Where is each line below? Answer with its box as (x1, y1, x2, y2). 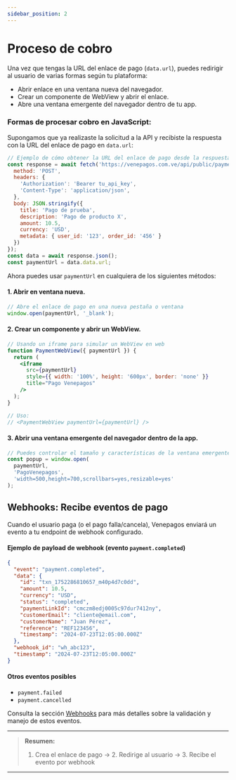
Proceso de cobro (7, 40, 112, 56)
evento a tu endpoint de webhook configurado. (7, 528, 143, 536)
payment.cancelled (17, 697, 72, 704)
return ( (13, 353, 39, 360)
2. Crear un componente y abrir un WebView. (7, 325, 141, 334)
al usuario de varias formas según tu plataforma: (7, 71, 148, 79)
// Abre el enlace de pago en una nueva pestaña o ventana (7, 303, 184, 310)
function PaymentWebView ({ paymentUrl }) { (7, 347, 137, 354)
